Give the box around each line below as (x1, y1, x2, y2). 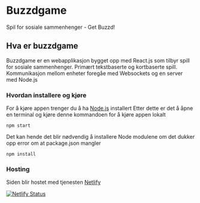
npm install (6, 151, 36, 157)
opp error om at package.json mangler (6, 139, 101, 147)
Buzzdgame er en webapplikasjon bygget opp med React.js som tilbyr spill (6, 56, 190, 64)
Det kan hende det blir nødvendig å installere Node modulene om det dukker (6, 133, 195, 141)
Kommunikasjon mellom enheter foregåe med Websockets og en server (6, 70, 183, 77)
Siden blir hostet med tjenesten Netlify (6, 178, 101, 186)
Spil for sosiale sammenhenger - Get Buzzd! (6, 23, 116, 31)
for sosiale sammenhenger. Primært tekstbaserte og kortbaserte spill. (6, 63, 178, 70)
